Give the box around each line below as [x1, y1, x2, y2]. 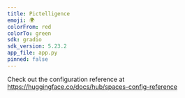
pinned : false [7, 56, 49, 63]
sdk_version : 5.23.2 [7, 43, 68, 50]
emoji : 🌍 [7, 17, 35, 24]
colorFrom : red [7, 23, 52, 30]
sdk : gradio [7, 36, 42, 43]
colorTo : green [7, 29, 52, 37]
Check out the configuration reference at [7, 75, 125, 83]
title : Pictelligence [7, 10, 71, 17]
